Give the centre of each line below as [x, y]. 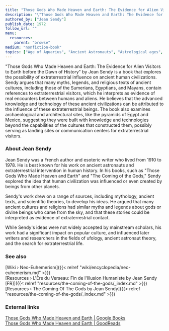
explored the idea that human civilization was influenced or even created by [84, 181]
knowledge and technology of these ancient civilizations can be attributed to [84, 104]
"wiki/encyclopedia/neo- [105, 268]
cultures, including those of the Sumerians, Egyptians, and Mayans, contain [83, 88]
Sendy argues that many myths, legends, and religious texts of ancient [78, 82]
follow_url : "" [21, 29]
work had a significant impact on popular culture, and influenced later [77, 232]
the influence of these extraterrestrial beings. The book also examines [78, 109]
